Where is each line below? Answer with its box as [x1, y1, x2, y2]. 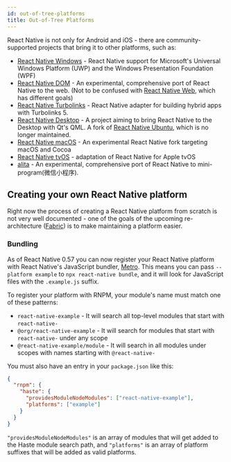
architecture [7, 222, 42, 230]
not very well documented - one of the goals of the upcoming [7, 215, 183, 223]
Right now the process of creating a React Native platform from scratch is [7, 207, 217, 215]
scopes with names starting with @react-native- [17, 348, 156, 356]
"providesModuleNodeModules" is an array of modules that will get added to [7, 433, 219, 441]
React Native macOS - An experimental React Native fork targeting [17, 138, 208, 146]
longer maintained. [17, 130, 71, 139]
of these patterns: [7, 298, 58, 306]
